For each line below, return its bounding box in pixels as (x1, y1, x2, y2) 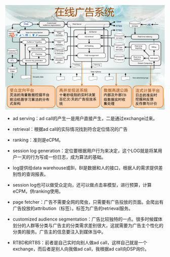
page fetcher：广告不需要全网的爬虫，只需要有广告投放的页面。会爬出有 (12, 199, 164, 205)
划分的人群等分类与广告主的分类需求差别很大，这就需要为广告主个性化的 (12, 222, 163, 228)
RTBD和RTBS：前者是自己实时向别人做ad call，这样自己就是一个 (12, 239, 148, 245)
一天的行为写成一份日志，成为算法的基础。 (17, 154, 106, 160)
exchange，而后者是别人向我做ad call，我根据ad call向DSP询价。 (12, 246, 149, 252)
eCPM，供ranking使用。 (12, 188, 64, 194)
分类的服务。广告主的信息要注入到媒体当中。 (12, 229, 106, 235)
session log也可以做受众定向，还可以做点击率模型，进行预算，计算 (12, 181, 152, 188)
